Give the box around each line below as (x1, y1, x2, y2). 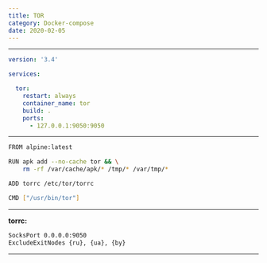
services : (8, 70, 41, 78)
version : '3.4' (8, 56, 59, 64)
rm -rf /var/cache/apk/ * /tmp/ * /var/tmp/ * (22, 165, 169, 174)
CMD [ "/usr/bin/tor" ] (8, 194, 80, 202)
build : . (22, 107, 52, 115)
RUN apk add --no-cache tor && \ (8, 158, 119, 166)
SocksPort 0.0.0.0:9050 (8, 231, 87, 239)
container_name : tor (22, 99, 91, 108)
